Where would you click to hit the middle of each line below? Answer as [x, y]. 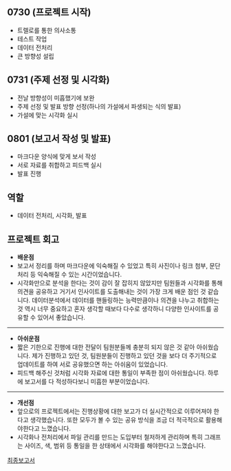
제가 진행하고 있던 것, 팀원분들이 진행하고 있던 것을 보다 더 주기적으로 [124, 356]
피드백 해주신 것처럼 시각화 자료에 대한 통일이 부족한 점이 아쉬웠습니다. [111, 373]
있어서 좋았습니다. [62, 317]
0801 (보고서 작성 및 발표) [59, 139]
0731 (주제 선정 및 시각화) [58, 80]
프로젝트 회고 [33, 239]
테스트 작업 [32, 39]
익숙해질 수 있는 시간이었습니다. [80, 275]
